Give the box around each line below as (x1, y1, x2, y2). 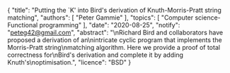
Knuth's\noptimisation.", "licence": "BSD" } (7, 58, 132, 66)
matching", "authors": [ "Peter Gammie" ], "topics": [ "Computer (7, 13, 194, 22)
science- (194, 13, 221, 22)
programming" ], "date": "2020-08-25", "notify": (39, 21, 180, 29)
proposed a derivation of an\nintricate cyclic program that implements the (7, 36, 222, 44)
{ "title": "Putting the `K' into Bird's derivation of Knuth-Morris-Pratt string (7, 6, 222, 14)
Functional (7, 21, 38, 29)
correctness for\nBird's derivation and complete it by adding (7, 51, 184, 59)
